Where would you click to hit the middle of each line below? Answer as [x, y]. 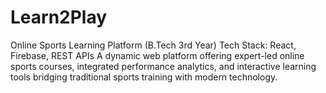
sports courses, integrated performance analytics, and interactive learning [163, 66]
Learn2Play [59, 17]
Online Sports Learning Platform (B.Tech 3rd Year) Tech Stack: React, [153, 45]
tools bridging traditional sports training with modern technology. [144, 77]
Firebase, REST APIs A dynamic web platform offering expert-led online [157, 55]
